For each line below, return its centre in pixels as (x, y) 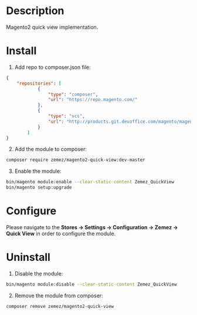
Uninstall (28, 257)
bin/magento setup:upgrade (39, 187)
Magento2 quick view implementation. (52, 27)
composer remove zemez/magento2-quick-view (60, 306)
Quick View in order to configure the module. (61, 233)
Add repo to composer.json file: (52, 67)
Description (35, 11)
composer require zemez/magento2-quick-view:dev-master (76, 160)
